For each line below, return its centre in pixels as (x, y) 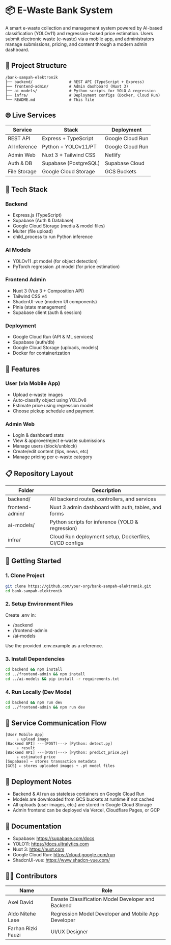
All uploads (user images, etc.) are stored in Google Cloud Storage (82, 805)
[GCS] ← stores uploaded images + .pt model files (60, 766)
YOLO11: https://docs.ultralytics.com (51, 844)
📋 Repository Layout (39, 473)
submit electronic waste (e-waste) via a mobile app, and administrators (80, 39)
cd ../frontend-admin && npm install (45, 674)
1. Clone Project (25, 575)
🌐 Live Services (31, 115)
